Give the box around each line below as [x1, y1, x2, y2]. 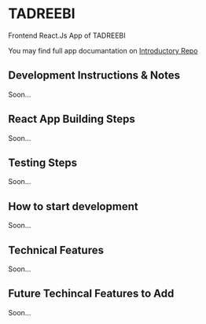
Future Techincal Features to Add [8, 287, 175, 300]
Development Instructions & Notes [8, 68, 181, 83]
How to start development [8, 200, 139, 213]
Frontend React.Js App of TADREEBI [8, 31, 126, 40]
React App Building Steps [8, 112, 135, 126]
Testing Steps [8, 156, 78, 169]
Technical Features [8, 243, 105, 256]
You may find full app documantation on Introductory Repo [8, 46, 198, 55]
